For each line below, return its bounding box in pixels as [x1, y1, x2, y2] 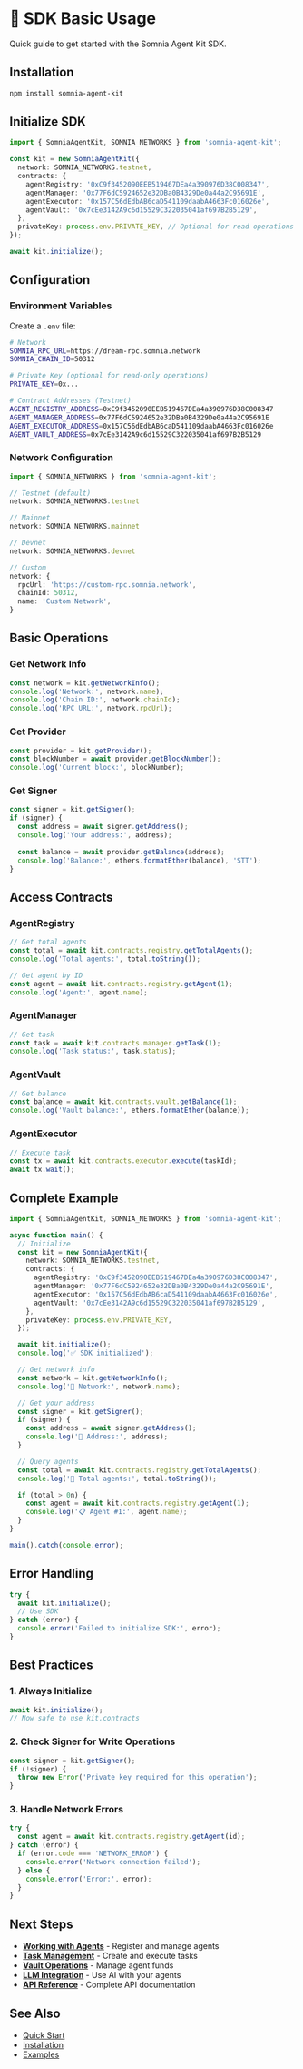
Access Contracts [9, 889, 113, 904]
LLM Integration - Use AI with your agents [22, 1970, 181, 1981]
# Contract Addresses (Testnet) [9, 396, 132, 405]
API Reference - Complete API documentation [22, 1979, 196, 1991]
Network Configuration [9, 451, 114, 464]
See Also [9, 2005, 61, 2021]
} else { [17, 1865, 51, 1875]
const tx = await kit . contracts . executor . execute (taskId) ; [9, 1156, 238, 1166]
